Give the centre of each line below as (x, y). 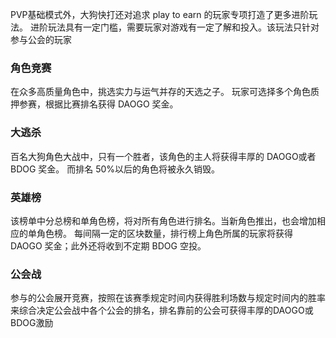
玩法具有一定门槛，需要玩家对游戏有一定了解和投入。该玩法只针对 (183, 27)
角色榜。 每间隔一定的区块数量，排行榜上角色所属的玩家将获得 (164, 233)
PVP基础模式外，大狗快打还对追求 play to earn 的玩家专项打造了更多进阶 (160, 14)
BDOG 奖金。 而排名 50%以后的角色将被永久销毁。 (115, 169)
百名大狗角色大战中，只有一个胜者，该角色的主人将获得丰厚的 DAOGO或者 (163, 156)
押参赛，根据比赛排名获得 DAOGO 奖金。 (94, 104)
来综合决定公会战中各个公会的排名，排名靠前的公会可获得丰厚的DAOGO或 (162, 310)
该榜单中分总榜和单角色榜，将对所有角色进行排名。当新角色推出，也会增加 (163, 220)
